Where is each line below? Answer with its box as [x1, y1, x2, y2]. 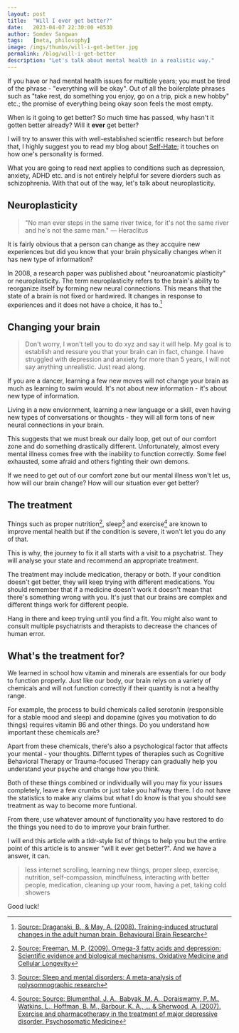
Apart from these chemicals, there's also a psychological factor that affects [7, 742, 228, 750]
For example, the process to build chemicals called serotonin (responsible [7, 705, 224, 714]
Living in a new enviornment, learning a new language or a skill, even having [7, 405, 231, 414]
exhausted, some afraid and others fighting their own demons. [7, 458, 191, 466]
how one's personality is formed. [7, 149, 104, 158]
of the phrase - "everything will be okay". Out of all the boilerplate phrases [7, 84, 225, 93]
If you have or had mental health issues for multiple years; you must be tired [7, 76, 230, 85]
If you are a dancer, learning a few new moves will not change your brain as [7, 376, 229, 386]
